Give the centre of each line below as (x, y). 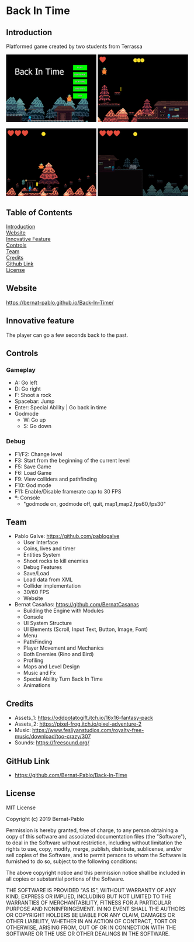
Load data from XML (48, 579)
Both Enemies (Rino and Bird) (58, 654)
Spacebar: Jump (34, 401)
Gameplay (21, 370)
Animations (37, 685)
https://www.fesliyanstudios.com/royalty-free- (88, 730)
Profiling (33, 660)
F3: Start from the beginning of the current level (72, 460)
